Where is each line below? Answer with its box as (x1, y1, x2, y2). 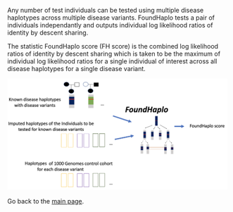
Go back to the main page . (7, 197, 84, 206)
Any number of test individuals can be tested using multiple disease (7, 6, 204, 14)
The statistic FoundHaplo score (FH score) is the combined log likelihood (7, 42, 219, 50)
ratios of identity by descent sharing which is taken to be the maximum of (7, 49, 220, 58)
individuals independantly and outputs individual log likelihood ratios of (7, 21, 213, 29)
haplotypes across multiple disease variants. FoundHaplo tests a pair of (7, 13, 215, 22)
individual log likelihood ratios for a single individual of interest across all (7, 57, 218, 66)
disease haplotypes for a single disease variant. (7, 65, 146, 73)
